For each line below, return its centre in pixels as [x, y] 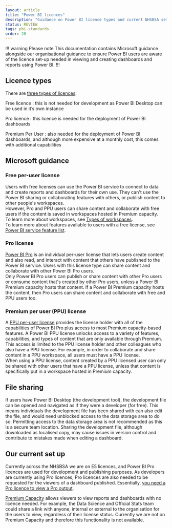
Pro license [20, 243]
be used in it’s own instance [35, 109]
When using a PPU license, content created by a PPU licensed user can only [86, 361]
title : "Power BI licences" [35, 15]
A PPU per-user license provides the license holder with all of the [74, 323]
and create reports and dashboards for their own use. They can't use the [82, 192]
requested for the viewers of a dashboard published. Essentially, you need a [85, 482]
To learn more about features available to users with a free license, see [80, 225]
